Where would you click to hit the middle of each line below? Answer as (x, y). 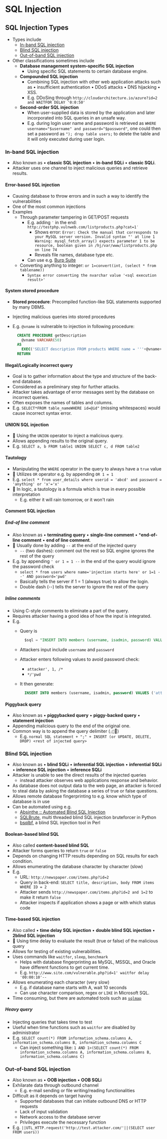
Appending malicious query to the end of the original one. (71, 726)
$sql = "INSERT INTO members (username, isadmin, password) (88, 640)
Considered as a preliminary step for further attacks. (66, 387)
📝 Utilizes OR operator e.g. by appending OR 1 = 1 (63, 474)
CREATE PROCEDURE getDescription (52, 335)
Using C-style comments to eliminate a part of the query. (71, 611)
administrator (26, 1032)
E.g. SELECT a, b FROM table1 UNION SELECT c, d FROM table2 (76, 446)
